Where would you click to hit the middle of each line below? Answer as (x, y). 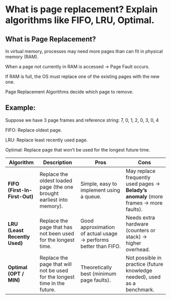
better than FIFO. (101, 246)
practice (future (145, 264)
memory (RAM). (22, 57)
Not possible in (144, 258)
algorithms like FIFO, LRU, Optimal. (80, 20)
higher (133, 243)
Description (58, 162)
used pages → (143, 184)
